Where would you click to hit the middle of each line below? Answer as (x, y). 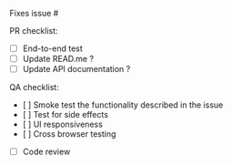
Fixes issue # (34, 13)
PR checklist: (34, 31)
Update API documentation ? (76, 69)
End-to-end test (53, 48)
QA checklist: (34, 88)
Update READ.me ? (58, 59)
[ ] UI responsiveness (62, 124)
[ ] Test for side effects (66, 115)
